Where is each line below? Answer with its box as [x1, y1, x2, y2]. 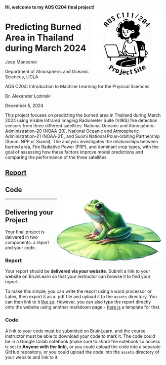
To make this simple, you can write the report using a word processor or [5, 288, 152, 294]
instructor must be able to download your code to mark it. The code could [5, 333, 156, 339]
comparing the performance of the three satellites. [5, 154, 108, 160]
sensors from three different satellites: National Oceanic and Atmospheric [5, 122, 155, 128]
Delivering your [5, 208, 54, 216]
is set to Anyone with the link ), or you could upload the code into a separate [5, 344, 161, 350]
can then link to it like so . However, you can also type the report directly [5, 299, 151, 305]
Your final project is [5, 229, 45, 235]
